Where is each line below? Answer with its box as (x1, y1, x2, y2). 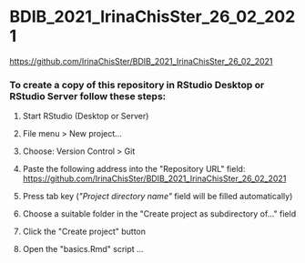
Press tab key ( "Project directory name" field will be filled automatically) (22, 191, 293, 202)
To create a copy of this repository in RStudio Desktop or (9, 78, 265, 91)
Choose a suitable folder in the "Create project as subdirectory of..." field (22, 208, 297, 219)
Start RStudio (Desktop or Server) (22, 111, 149, 122)
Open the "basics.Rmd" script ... (22, 244, 144, 255)
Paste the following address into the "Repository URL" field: (22, 164, 246, 175)
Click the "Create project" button (22, 226, 147, 238)
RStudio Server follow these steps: (9, 89, 167, 102)
